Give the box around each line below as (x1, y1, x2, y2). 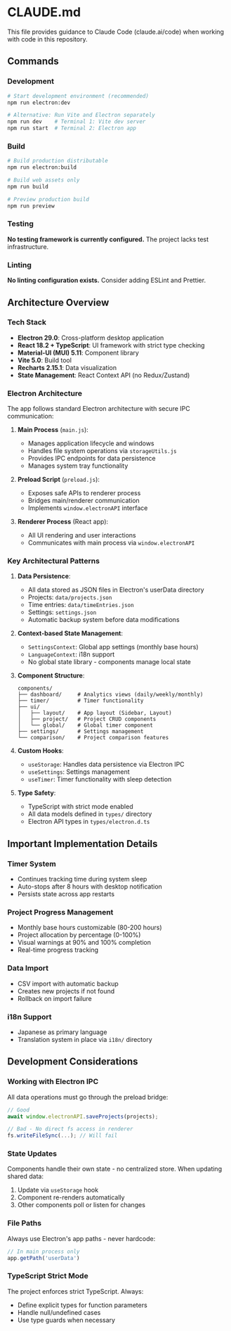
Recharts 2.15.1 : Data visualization (17, 363, 117, 371)
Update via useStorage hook (17, 1186, 99, 1195)
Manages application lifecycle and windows (27, 439, 154, 447)
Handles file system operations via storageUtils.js (27, 447, 177, 455)
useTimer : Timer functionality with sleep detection (27, 775, 172, 784)
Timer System (7, 859, 56, 869)
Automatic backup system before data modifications (27, 616, 180, 624)
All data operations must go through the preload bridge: (7, 1093, 169, 1101)
